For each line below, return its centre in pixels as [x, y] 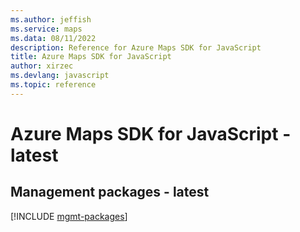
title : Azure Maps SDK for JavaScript [91, 57]
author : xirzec [42, 66]
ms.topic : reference [53, 85]
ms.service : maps [46, 29]
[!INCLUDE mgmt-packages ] [69, 216]
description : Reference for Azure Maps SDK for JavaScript [136, 47]
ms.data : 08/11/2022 [53, 38]
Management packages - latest [110, 192]
